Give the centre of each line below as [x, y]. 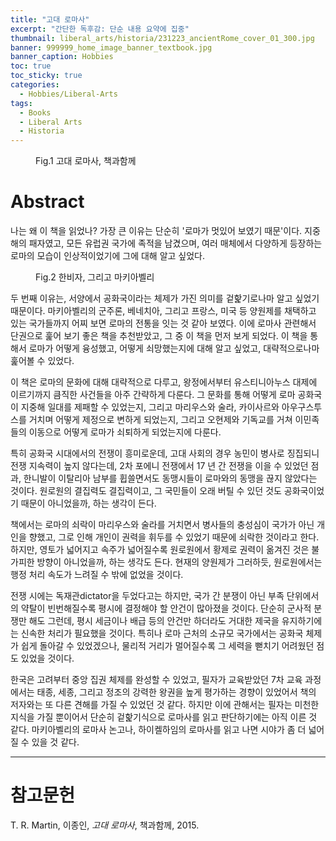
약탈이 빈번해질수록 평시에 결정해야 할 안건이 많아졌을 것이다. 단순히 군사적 [166, 608]
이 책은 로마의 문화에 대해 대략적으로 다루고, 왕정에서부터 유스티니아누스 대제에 [164, 382]
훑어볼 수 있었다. [42, 361]
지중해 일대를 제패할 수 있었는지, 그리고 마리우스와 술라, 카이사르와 [150, 407]
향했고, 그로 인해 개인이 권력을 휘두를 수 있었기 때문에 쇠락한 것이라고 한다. [174, 537]
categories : [35, 85]
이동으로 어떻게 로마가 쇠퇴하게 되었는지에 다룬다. [125, 432]
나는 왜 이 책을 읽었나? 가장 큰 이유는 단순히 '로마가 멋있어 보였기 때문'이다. [156, 231]
